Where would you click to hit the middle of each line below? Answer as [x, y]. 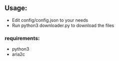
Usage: [16, 8]
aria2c [18, 55]
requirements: [22, 38]
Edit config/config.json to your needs [50, 20]
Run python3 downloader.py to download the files [63, 25]
